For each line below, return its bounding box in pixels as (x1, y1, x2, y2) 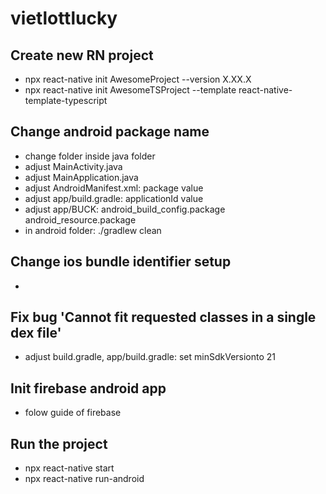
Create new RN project (10, 47, 154, 64)
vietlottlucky (10, 7, 118, 30)
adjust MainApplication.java (24, 171, 139, 183)
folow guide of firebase (24, 407, 122, 419)
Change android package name (10, 123, 210, 141)
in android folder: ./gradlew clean (24, 224, 162, 236)
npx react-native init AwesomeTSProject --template (24, 84, 237, 96)
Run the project (10, 435, 108, 452)
